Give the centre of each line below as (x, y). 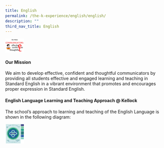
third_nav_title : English (32, 26)
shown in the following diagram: (38, 117)
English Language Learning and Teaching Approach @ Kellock (71, 101)
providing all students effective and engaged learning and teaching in (77, 78)
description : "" (22, 21)
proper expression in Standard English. (45, 89)
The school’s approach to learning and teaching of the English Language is (82, 112)
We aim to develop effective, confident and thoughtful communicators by (80, 73)
